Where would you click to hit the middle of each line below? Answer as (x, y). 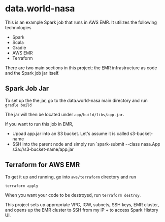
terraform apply (22, 186)
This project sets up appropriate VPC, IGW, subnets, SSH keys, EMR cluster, (82, 204)
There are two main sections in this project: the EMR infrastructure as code (81, 68)
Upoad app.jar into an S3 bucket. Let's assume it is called (70, 133)
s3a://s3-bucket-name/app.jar (43, 149)
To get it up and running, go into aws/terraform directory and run (71, 177)
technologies (18, 27)
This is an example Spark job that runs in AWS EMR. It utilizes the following (81, 22)
